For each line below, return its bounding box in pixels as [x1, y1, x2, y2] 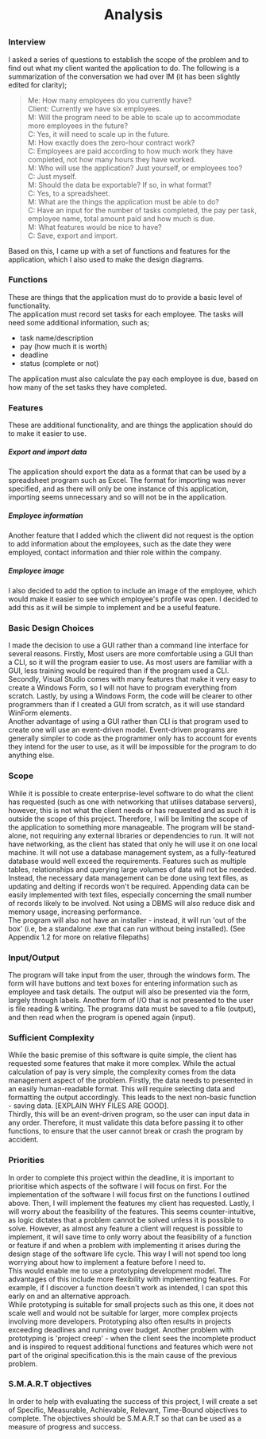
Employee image [8, 566, 65, 575]
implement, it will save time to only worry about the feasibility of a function [8, 1231, 253, 1242]
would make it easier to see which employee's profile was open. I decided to [8, 594, 259, 604]
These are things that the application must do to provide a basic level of [8, 292, 243, 301]
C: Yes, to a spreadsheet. [27, 189, 110, 198]
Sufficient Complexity [8, 1032, 95, 1043]
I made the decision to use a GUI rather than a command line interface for [8, 640, 249, 650]
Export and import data [8, 447, 87, 457]
